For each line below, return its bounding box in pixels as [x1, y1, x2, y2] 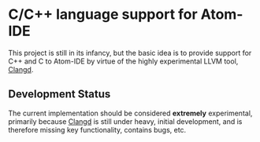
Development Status [8, 88, 111, 101]
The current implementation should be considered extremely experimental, [8, 108, 253, 118]
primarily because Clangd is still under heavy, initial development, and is [8, 116, 243, 126]
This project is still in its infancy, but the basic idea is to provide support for [8, 48, 252, 57]
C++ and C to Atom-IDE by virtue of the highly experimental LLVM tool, [8, 56, 239, 66]
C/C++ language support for [8, 5, 199, 24]
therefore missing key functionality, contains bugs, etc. [8, 125, 187, 134]
